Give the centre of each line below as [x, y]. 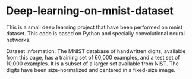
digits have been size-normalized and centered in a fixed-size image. [91, 70]
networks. [18, 39]
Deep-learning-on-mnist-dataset [90, 11]
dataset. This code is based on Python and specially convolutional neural [96, 33]
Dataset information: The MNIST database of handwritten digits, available [96, 51]
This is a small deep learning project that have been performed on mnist [95, 27]
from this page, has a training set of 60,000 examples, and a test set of [93, 57]
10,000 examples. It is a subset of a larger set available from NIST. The [93, 64]
